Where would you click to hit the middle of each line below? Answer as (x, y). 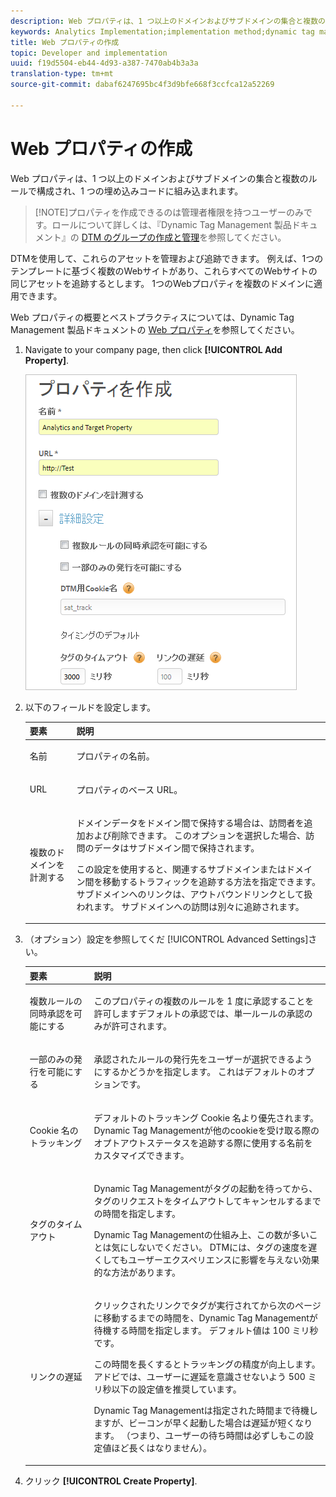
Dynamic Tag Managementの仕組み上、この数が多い (201, 1234)
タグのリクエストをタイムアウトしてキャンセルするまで (207, 1201)
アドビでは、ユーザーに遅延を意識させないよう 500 (199, 1377)
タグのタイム (56, 1224)
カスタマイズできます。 (141, 1155)
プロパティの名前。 (115, 756)
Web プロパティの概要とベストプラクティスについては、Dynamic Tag (152, 317)
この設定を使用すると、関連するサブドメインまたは (181, 869)
